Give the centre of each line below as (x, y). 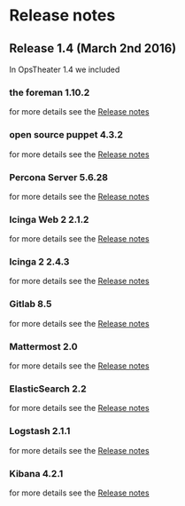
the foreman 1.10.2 (50, 92)
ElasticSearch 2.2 (48, 389)
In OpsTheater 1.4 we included (65, 69)
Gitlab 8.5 (31, 304)
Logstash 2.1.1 (40, 431)
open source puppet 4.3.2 (66, 135)
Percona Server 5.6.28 (59, 177)
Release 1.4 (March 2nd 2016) (93, 48)
